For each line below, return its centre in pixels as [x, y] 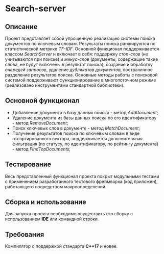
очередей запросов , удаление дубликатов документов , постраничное [79, 70]
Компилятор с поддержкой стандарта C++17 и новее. [61, 246]
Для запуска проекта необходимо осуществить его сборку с [69, 214]
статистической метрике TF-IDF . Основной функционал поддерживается [82, 49]
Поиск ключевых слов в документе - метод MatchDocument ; [76, 128]
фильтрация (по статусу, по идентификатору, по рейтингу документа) [85, 144]
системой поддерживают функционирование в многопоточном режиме [81, 80]
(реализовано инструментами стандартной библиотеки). [65, 85]
